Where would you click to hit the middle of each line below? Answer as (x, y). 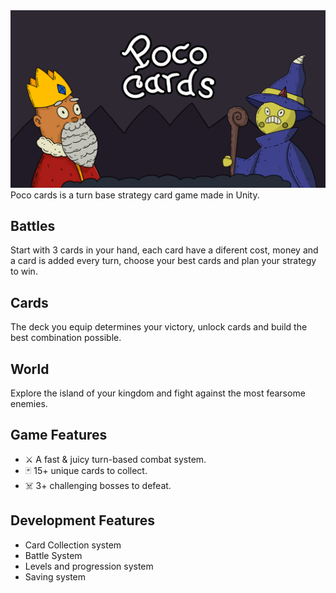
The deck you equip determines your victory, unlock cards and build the (159, 327)
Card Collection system (73, 545)
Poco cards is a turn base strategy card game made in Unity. (135, 195)
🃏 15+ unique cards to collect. (86, 470)
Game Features (59, 435)
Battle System (53, 555)
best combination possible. (66, 338)
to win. (24, 271)
